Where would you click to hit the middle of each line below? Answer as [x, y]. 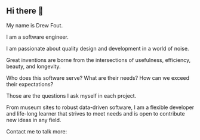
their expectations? [30, 84]
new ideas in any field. [34, 120]
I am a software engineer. [37, 37]
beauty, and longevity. [33, 66]
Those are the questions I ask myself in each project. [71, 95]
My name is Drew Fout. [35, 25]
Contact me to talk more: [37, 131]
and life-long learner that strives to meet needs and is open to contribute [96, 113]
